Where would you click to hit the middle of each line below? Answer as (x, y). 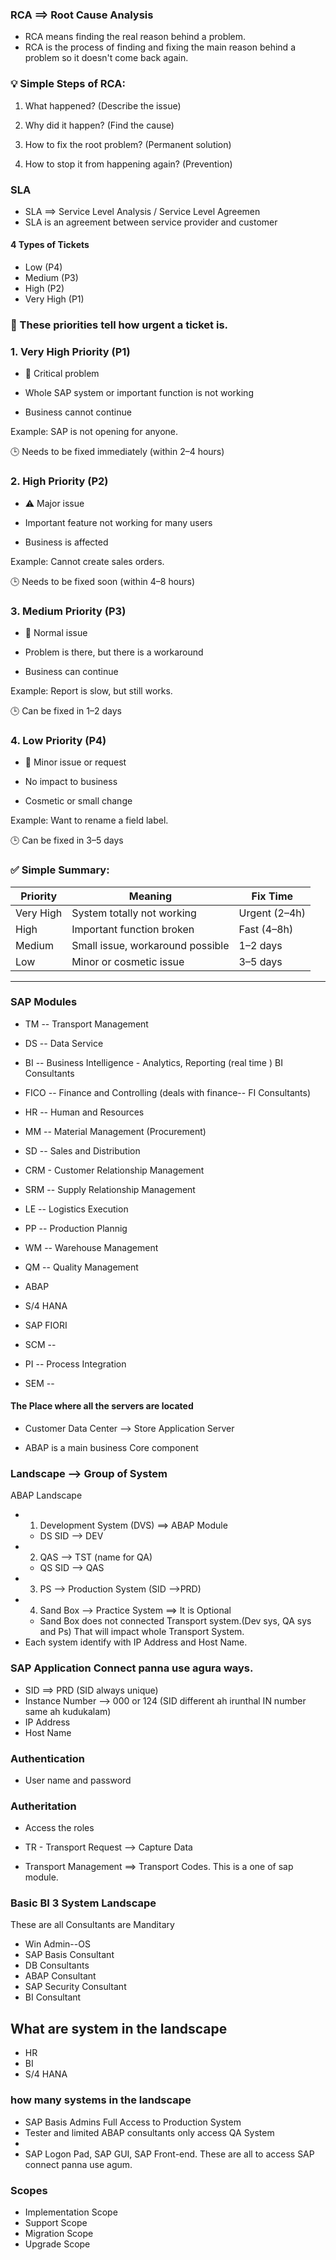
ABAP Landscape (46, 1495)
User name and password (78, 1780)
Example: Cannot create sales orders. (87, 561)
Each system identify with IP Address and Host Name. (136, 1642)
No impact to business (71, 782)
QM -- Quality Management (81, 1267)
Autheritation (43, 1806)
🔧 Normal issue (56, 632)
